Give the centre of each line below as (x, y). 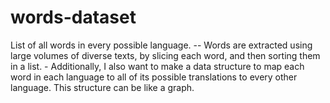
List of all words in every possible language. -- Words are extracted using (161, 45)
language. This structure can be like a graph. (102, 87)
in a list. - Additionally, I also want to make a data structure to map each (157, 66)
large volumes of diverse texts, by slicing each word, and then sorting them (165, 55)
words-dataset (73, 17)
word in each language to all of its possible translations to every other (154, 77)
